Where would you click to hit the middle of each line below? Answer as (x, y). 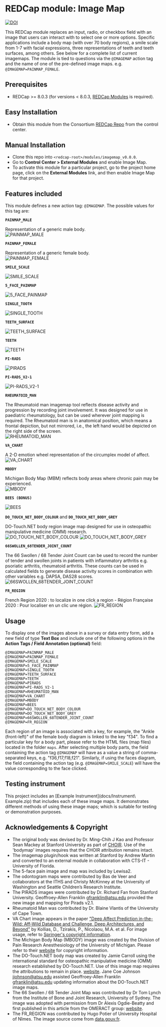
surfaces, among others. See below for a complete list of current (71, 53)
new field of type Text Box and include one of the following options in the (80, 638)
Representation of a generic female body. (48, 253)
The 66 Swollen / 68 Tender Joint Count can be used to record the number (82, 555)
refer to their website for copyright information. (60, 950)
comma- (150, 752)
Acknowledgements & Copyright (56, 828)
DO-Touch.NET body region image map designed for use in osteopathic (78, 527)
